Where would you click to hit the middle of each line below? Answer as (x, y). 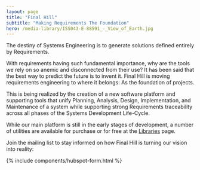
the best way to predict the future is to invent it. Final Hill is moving (88, 76)
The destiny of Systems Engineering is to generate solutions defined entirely (100, 45)
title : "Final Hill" (32, 17)
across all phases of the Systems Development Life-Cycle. (78, 113)
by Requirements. (28, 52)
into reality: (20, 149)
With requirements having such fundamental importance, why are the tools (98, 63)
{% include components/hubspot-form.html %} (64, 161)
